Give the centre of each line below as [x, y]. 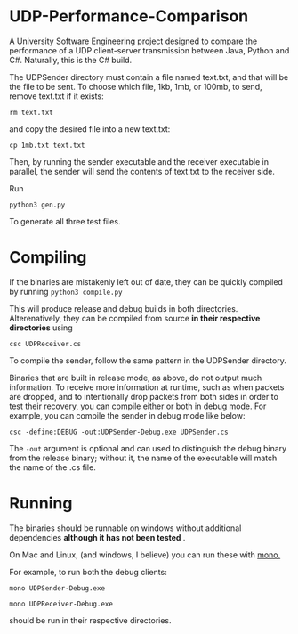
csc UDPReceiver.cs [45, 344]
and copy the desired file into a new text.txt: [90, 129]
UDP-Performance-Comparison [129, 16]
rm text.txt [31, 112]
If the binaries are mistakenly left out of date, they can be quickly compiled [146, 281]
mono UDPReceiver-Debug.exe [61, 604]
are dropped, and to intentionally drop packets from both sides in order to [144, 396]
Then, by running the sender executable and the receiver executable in [139, 161]
